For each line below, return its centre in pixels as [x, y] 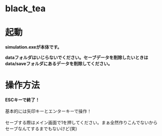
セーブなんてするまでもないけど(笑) [41, 129]
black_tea [25, 9]
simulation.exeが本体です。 [33, 47]
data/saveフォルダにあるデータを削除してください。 [59, 64]
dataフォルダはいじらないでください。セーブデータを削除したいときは [77, 57]
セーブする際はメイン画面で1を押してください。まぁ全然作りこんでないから [81, 123]
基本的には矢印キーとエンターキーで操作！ [48, 111]
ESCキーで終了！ [22, 100]
